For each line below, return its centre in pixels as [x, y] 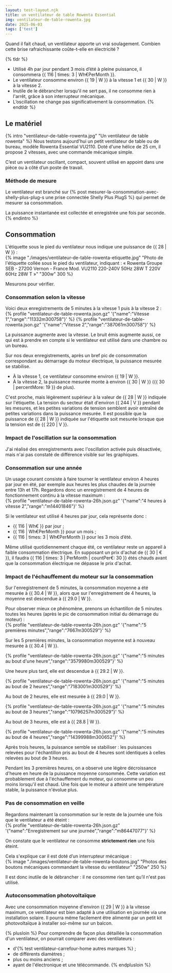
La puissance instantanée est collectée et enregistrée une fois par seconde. [85, 213]
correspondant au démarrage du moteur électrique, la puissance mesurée [83, 361]
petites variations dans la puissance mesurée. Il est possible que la [76, 414]
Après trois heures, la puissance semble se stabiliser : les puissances [79, 747]
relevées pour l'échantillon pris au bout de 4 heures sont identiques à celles [85, 753]
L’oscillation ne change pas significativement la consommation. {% [83, 102]
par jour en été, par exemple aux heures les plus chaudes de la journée [80, 484]
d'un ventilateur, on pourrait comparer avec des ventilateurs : [70, 938]
